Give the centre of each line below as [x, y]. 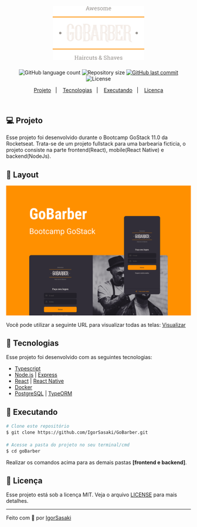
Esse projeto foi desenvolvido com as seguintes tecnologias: [79, 357]
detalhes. [17, 501]
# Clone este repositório [38, 426]
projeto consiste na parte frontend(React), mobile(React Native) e [85, 150]
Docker [23, 387]
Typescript [28, 369]
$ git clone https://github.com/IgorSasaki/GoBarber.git [77, 433]
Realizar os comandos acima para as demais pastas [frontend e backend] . [96, 462]
